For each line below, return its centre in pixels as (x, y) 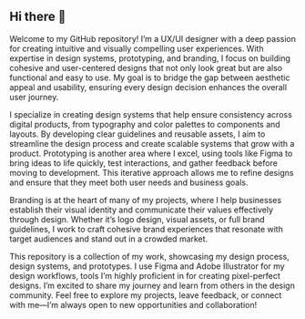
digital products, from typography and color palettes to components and (145, 124)
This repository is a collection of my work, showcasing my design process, (149, 256)
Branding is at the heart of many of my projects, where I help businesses (146, 200)
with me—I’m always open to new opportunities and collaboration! (133, 304)
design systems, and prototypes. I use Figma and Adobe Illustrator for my (147, 266)
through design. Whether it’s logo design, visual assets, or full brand (137, 219)
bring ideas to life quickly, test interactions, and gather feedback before (143, 163)
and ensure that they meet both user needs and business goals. (129, 182)
